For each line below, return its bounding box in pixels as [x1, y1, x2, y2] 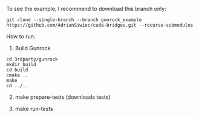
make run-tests [15, 105, 53, 112]
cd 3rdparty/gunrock [6, 56, 59, 62]
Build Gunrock [15, 45, 51, 52]
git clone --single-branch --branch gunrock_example [6, 17, 142, 23]
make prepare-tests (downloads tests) [15, 93, 111, 101]
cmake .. [6, 72, 28, 78]
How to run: [6, 33, 36, 40]
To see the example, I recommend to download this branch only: [6, 5, 166, 12]
